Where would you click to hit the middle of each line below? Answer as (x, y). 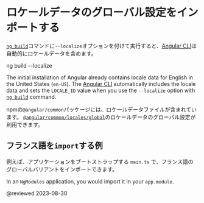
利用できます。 (25, 124)
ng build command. (31, 97)
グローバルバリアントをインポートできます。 (62, 169)
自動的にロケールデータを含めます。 (51, 53)
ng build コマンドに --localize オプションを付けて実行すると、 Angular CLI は (101, 46)
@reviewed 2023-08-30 (37, 193)
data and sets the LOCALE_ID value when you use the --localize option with (101, 90)
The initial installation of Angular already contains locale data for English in (100, 77)
